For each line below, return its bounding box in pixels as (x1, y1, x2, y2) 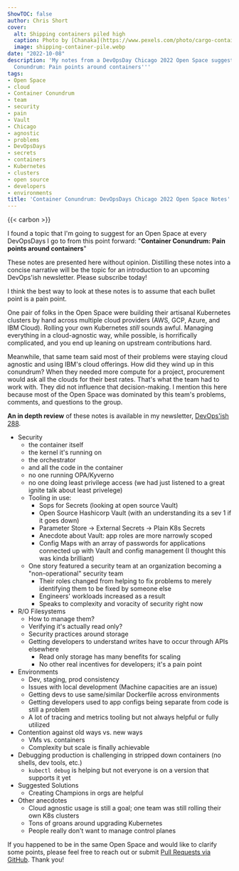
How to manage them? (28, 615, 95, 623)
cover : (7, 24, 27, 31)
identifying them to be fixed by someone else (38, 585, 172, 593)
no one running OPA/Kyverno (28, 471, 115, 479)
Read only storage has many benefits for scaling (38, 652, 181, 661)
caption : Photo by (14, 37, 69, 44)
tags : (7, 70, 23, 77)
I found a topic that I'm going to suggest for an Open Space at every (7, 229, 207, 238)
